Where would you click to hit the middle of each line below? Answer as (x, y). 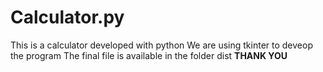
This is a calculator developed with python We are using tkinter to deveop (161, 45)
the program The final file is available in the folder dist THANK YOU (149, 55)
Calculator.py (67, 17)
